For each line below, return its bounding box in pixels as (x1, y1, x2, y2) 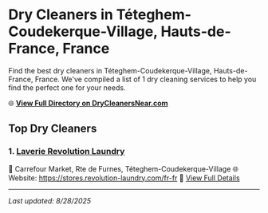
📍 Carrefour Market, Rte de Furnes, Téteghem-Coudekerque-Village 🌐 (8, 164, 239, 173)
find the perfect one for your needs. (8, 82, 126, 93)
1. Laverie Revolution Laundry (8, 146, 125, 157)
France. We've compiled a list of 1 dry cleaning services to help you (34, 74, 257, 84)
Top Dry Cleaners (8, 122, 97, 136)
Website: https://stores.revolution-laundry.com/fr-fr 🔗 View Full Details (8, 173, 241, 183)
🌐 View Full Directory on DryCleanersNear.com (8, 98, 169, 108)
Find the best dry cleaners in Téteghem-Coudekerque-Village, (8, 65, 212, 75)
